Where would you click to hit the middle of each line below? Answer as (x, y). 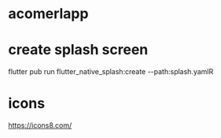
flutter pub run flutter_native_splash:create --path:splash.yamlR (111, 72)
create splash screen (78, 50)
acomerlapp (48, 14)
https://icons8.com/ (40, 125)
